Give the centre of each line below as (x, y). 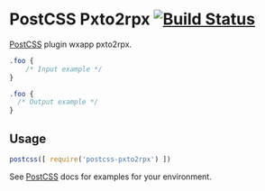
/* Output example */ (58, 102)
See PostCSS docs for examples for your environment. (110, 177)
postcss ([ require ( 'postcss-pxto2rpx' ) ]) (90, 159)
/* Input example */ (64, 69)
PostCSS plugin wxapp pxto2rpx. (71, 44)
